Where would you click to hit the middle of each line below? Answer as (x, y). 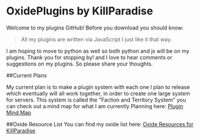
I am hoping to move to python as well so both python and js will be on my (98, 51)
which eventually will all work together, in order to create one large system (98, 93)
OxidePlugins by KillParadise (80, 11)
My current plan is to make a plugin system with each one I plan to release (98, 87)
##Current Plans (26, 75)
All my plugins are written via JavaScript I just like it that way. (96, 39)
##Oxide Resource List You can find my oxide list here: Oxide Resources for (100, 124)
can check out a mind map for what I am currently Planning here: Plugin (95, 106)
